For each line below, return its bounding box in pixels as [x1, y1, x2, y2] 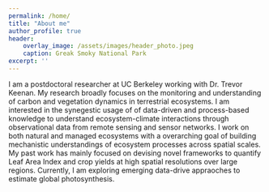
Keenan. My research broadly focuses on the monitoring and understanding [8, 87, 262, 97]
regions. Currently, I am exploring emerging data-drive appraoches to [8, 165, 241, 175]
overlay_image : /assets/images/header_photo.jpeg [23, 42, 194, 50]
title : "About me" [8, 19, 70, 28]
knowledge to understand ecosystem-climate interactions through [8, 113, 229, 123]
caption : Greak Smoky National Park [23, 49, 147, 58]
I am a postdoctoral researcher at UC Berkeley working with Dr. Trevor [8, 79, 243, 89]
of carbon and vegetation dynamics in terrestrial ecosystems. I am [8, 96, 230, 106]
